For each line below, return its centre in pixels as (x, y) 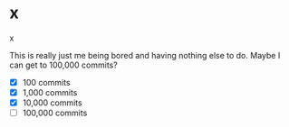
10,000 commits (53, 103)
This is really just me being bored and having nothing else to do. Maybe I (145, 55)
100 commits (46, 82)
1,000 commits (50, 92)
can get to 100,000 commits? (63, 65)
